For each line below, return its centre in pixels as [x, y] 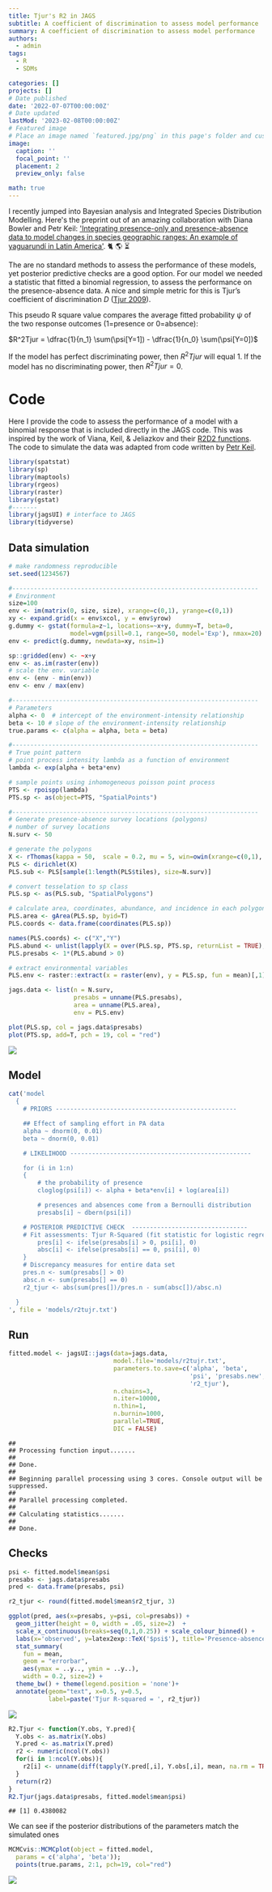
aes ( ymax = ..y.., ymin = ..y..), [81, 1669]
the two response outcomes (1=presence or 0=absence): [103, 324]
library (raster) [36, 492]
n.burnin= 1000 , [138, 1414]
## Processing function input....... [72, 1451]
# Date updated [34, 113]
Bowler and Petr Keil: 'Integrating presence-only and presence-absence [128, 228]
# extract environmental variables [68, 968]
